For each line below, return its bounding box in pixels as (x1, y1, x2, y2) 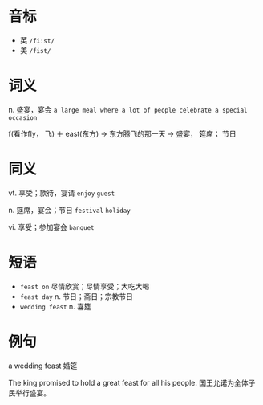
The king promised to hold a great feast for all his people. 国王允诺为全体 (8, 378, 249, 387)
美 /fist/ (19, 45, 51, 55)
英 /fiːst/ (19, 35, 55, 45)
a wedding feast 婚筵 (8, 361, 78, 370)
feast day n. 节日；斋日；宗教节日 (19, 291, 134, 301)
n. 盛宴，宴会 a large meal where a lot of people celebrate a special (8, 104, 248, 114)
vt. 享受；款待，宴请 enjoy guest (8, 188, 115, 198)
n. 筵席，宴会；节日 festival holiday (8, 205, 131, 215)
